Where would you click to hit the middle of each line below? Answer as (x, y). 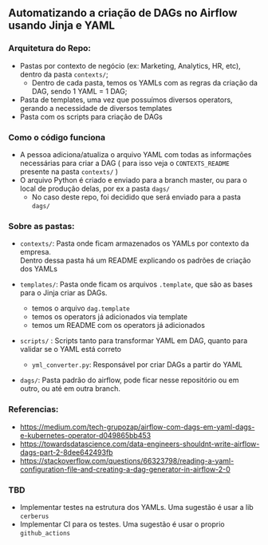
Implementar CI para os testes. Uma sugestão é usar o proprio (122, 524)
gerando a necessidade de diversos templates (96, 108)
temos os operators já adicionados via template (110, 317)
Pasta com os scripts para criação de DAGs (91, 117)
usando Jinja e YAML (62, 26)
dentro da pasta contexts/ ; (64, 74)
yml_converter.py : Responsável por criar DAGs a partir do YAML (137, 365)
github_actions (45, 533)
